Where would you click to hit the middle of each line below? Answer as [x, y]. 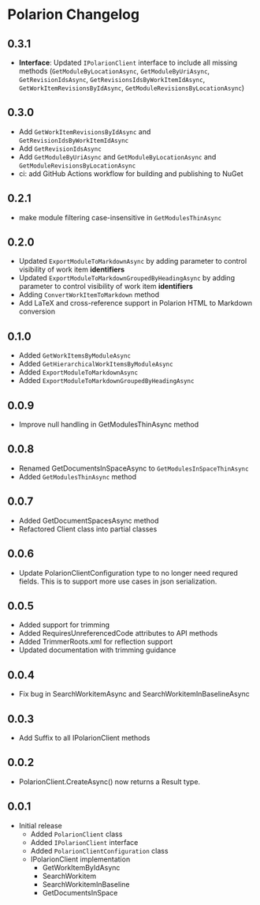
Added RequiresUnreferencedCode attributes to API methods [118, 633]
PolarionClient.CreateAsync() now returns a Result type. [110, 781]
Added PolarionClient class [76, 834]
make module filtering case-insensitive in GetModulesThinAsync [120, 217]
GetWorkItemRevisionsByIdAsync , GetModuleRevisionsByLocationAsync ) [132, 88]
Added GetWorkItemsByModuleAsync [75, 355]
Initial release [40, 825]
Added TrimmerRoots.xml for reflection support [96, 642]
